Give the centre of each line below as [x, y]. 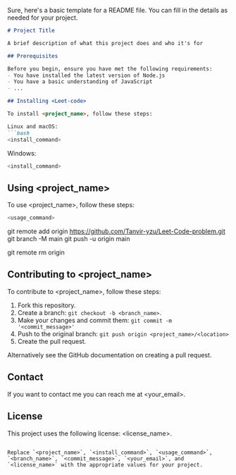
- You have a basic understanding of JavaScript [80, 82]
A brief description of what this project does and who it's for [105, 43]
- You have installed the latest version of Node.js [86, 75]
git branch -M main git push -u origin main [69, 239]
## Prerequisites [33, 56]
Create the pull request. [52, 341]
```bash [19, 133]
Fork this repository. [46, 305]
